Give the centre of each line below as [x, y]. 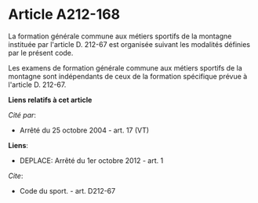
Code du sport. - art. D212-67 [67, 190]
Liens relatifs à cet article [50, 100]
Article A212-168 [64, 14]
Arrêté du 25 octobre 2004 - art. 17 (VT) [84, 130]
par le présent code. [41, 53]
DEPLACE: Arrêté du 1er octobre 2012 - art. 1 [91, 160]
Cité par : [22, 114]
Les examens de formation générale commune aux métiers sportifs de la [125, 67]
